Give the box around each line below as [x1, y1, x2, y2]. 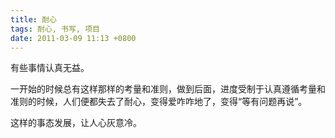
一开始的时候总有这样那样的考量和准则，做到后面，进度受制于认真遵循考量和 [10, 83, 326, 95]
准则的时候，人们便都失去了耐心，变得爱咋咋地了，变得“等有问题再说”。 [10, 96, 308, 108]
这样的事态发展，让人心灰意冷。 [10, 117, 142, 129]
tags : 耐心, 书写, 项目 [10, 24, 100, 34]
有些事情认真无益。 [10, 62, 90, 74]
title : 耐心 [10, 14, 57, 25]
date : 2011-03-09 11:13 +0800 [10, 33, 137, 43]
